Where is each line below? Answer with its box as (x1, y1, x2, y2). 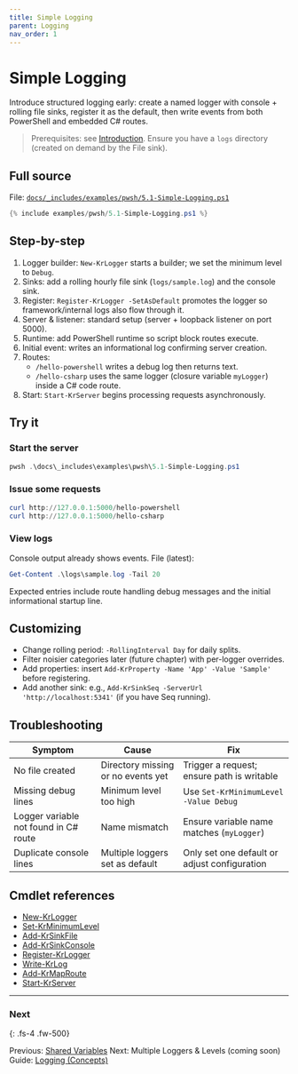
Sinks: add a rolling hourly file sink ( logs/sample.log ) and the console (21, 276, 277, 287)
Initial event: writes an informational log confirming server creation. (21, 342, 268, 353)
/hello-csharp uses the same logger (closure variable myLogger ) (35, 370, 269, 381)
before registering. (21, 672, 90, 684)
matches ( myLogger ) (183, 827, 265, 839)
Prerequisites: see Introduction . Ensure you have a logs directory (30, 133, 269, 144)
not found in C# (13, 821, 79, 833)
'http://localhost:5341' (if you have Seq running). (21, 692, 211, 703)
